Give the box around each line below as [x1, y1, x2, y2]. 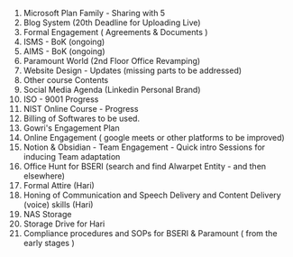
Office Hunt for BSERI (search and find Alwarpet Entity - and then [23, 161, 267, 171]
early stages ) [23, 238, 75, 248]
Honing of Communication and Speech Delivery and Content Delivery [23, 189, 282, 200]
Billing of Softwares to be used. [23, 113, 141, 124]
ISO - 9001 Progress [23, 94, 99, 105]
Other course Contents [23, 75, 109, 85]
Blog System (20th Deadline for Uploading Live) [23, 17, 201, 28]
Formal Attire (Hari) [23, 180, 96, 190]
